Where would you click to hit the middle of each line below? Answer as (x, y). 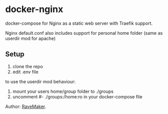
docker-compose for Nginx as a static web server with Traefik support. (79, 23)
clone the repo (28, 66)
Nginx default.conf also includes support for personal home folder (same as (84, 33)
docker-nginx (34, 9)
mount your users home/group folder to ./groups (63, 91)
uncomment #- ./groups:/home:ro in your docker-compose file (77, 96)
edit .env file (25, 72)
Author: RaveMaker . (26, 106)
